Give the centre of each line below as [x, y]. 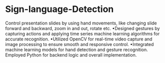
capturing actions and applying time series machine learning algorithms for [82, 33]
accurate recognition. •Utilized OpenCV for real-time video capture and [79, 39]
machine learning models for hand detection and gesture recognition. [77, 49]
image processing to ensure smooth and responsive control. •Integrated [79, 44]
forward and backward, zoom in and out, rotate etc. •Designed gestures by [82, 28]
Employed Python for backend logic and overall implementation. [71, 55]
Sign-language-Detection [59, 9]
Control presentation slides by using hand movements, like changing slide [81, 23]
